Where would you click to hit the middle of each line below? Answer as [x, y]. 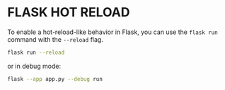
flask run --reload [36, 52]
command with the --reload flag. [56, 39]
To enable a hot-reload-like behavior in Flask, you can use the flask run [112, 32]
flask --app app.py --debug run [55, 79]
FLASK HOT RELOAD [69, 12]
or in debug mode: [34, 66]
